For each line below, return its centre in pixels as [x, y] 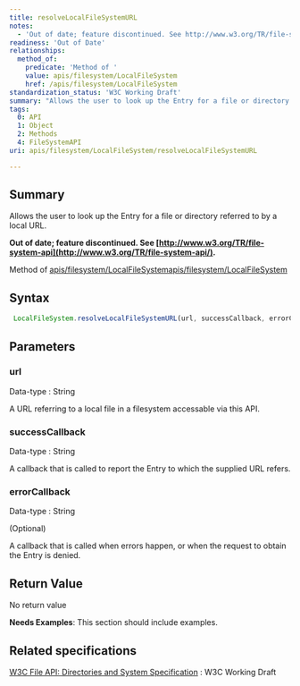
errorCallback [40, 492]
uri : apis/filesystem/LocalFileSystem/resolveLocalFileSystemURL [133, 150]
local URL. [28, 225]
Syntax [29, 297]
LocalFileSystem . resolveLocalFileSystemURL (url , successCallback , [139, 318]
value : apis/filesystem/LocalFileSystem [101, 76]
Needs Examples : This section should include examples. [114, 622]
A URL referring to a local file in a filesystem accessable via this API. [135, 409]
